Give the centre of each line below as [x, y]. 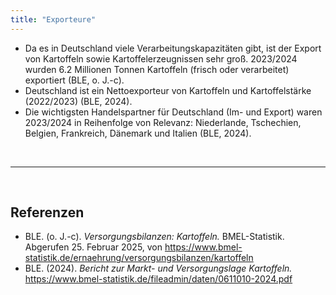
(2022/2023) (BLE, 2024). [78, 101]
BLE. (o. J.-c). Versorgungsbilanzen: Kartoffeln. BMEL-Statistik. [154, 237]
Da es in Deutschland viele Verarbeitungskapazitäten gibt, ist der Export [173, 48]
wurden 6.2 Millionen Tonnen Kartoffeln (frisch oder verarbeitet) [157, 69]
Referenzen [47, 212]
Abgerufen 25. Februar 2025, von [93, 247]
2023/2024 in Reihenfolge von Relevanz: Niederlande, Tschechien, [163, 122]
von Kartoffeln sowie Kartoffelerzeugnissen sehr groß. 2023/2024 [161, 58]
